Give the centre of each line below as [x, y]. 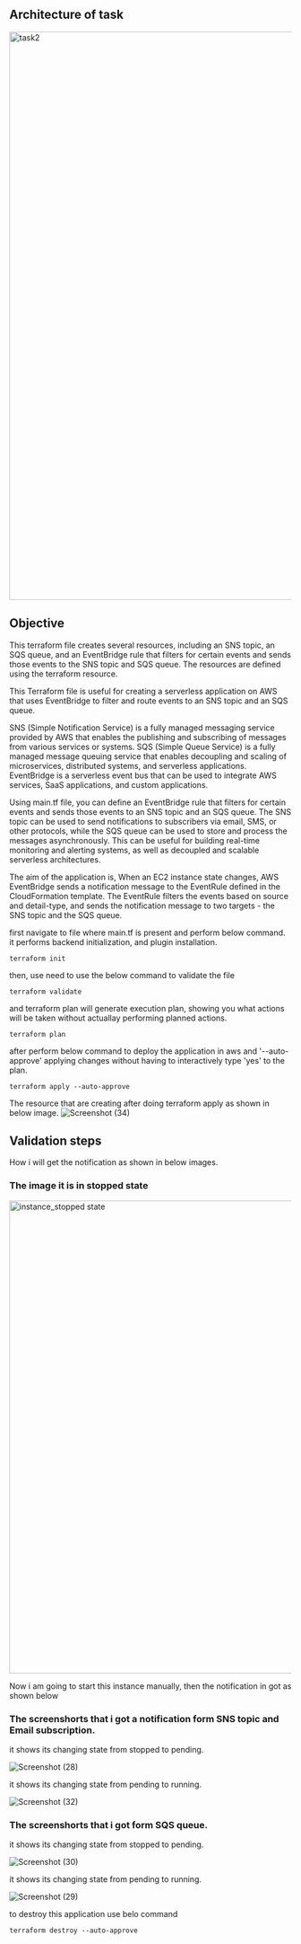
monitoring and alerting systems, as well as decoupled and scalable [134, 850]
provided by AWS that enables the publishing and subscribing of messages [148, 737]
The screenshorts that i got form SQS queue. [109, 1825]
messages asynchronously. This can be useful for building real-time [134, 840]
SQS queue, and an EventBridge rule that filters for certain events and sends [150, 654]
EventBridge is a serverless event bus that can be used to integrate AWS [143, 775]
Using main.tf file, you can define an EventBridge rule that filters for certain [148, 802]
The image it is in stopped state [79, 1186]
